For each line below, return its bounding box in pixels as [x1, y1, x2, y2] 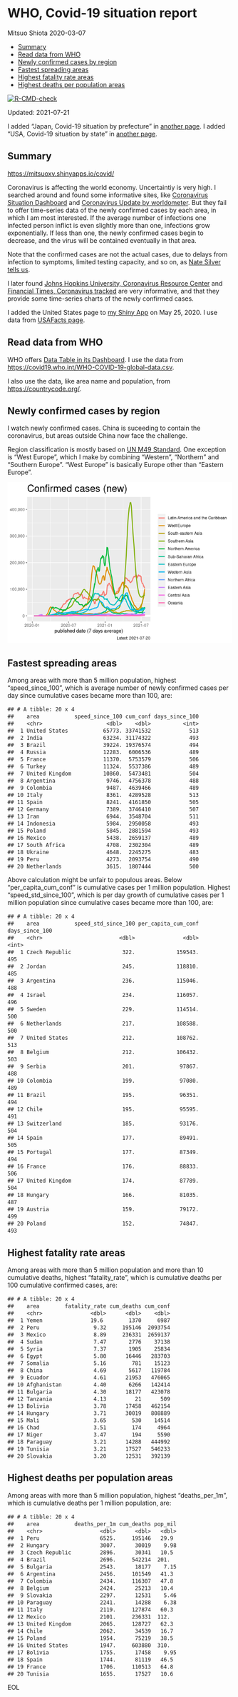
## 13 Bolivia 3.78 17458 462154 [7, 1403, 171, 1410]
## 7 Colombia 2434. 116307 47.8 [7, 1577, 174, 1585]
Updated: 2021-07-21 [7, 108, 70, 116]
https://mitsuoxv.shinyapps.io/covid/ [7, 169, 115, 178]
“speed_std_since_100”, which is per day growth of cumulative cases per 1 [7, 891, 224, 899]
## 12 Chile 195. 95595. [7, 1106, 200, 1113]
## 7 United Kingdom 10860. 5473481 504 [7, 770, 200, 778]
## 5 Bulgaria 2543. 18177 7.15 [7, 1563, 177, 1571]
